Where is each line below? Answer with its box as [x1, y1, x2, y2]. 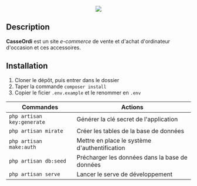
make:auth [9, 144, 36, 150]
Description [6, 22, 50, 32]
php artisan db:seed [9, 157, 66, 164]
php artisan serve [9, 171, 60, 177]
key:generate [9, 119, 46, 126]
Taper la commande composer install [14, 83, 107, 90]
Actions [121, 103, 144, 111]
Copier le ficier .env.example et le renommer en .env [14, 89, 141, 96]
